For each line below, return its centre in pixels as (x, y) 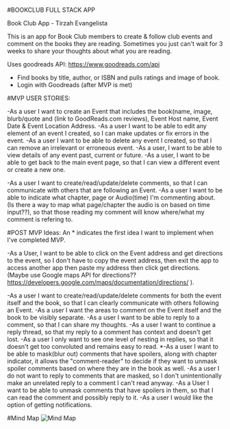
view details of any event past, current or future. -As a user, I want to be (108, 155)
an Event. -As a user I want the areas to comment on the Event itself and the (114, 310)
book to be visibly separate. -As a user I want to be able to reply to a (103, 317)
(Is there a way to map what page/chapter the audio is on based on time (108, 205)
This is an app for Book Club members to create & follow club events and (110, 36)
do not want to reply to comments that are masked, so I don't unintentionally (115, 376)
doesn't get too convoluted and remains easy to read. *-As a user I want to (113, 346)
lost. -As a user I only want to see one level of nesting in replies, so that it (110, 339)
